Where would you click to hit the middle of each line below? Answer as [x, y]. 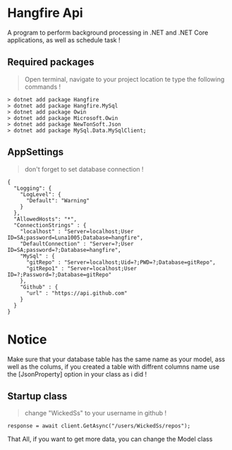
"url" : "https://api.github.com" [77, 293]
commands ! [43, 87]
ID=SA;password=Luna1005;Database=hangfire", [75, 238]
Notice [27, 339]
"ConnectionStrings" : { [50, 225]
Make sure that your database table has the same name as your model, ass [116, 359]
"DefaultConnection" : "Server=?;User [77, 244]
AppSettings [36, 152]
